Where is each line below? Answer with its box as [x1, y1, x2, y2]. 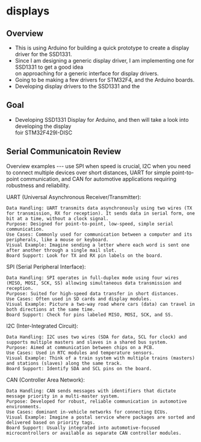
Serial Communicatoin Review [6, 147, 122, 157]
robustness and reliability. [6, 182, 70, 189]
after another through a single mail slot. [6, 247, 117, 253]
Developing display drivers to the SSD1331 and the [14, 83, 140, 90]
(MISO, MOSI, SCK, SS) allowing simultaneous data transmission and [6, 280, 182, 286]
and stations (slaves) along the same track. [6, 360, 122, 366]
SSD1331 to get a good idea [14, 63, 84, 71]
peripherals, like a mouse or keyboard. [6, 236, 110, 242]
